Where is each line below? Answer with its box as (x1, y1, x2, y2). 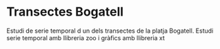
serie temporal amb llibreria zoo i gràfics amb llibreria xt (6, 33, 165, 42)
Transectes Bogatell (6, 4, 124, 20)
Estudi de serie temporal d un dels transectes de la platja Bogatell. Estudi (6, 27, 214, 35)
